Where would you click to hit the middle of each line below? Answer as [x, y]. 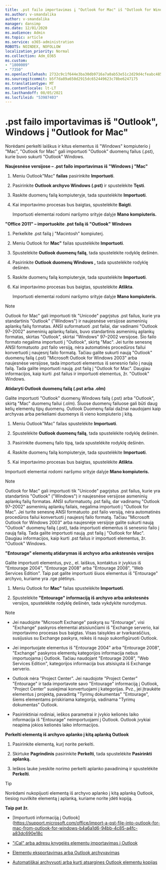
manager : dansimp [23, 24]
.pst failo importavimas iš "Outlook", [82, 122]
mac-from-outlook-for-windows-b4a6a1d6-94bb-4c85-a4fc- [75, 828]
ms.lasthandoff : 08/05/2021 [34, 93]
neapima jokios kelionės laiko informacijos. [56, 725]
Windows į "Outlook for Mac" [67, 132]
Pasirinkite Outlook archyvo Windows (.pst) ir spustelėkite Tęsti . [79, 186]
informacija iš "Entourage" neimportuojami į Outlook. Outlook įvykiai [81, 720]
